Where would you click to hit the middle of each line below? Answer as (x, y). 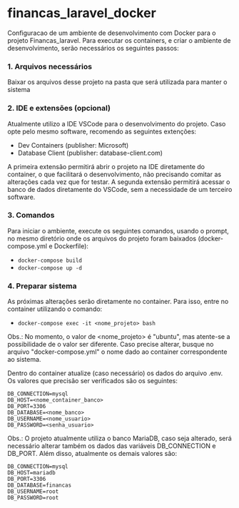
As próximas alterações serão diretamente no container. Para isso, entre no (118, 302)
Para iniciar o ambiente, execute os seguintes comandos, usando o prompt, (118, 230)
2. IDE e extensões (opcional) (59, 108)
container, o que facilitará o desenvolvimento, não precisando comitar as (115, 174)
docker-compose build (50, 260)
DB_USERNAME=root (33, 492)
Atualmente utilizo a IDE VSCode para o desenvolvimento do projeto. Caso (117, 123)
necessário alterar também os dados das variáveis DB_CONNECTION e (112, 446)
